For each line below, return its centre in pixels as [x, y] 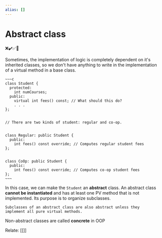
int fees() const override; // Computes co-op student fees [77, 170]
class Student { [22, 83]
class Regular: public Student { [39, 135]
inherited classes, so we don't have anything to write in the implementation [81, 65]
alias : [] [15, 10]
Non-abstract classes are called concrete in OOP [55, 221]
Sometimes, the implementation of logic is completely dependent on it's [78, 59]
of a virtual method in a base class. [41, 70]
